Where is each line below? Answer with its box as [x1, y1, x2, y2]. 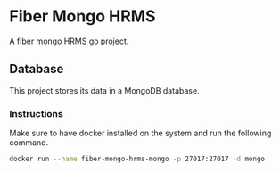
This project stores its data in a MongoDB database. [9, 85, 200, 95]
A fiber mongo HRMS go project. [9, 36, 129, 46]
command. [9, 137, 49, 148]
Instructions [9, 107, 64, 119]
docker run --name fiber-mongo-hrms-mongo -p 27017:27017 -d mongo [9, 154, 266, 164]
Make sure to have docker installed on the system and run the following [9, 127, 272, 139]
